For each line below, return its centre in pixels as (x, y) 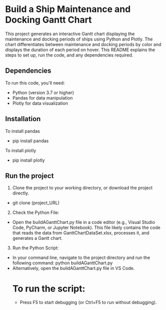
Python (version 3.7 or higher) (43, 92)
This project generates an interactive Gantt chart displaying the (70, 34)
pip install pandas (30, 141)
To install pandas (23, 131)
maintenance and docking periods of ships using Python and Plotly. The (79, 39)
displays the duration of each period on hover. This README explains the (80, 50)
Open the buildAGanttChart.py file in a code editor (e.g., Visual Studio (84, 222)
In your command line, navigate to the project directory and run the (81, 258)
